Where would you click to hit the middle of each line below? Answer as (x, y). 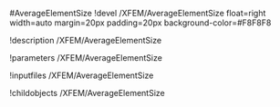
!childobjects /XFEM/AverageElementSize (88, 93)
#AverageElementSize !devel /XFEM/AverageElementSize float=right (138, 13)
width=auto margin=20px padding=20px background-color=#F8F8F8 (140, 23)
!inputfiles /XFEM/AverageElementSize (82, 75)
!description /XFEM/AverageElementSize (86, 40)
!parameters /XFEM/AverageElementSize (86, 58)
